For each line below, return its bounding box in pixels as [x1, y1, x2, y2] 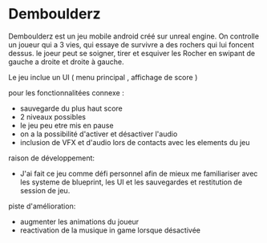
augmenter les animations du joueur [19, 217, 140, 226]
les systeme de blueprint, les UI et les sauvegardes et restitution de [19, 177, 243, 187]
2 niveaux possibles [19, 111, 87, 121]
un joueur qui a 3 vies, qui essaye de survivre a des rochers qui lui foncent [8, 39, 255, 49]
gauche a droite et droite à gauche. [8, 57, 124, 67]
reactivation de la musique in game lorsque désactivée [19, 225, 201, 235]
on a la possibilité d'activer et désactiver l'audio [19, 129, 178, 139]
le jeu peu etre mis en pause [19, 120, 114, 130]
